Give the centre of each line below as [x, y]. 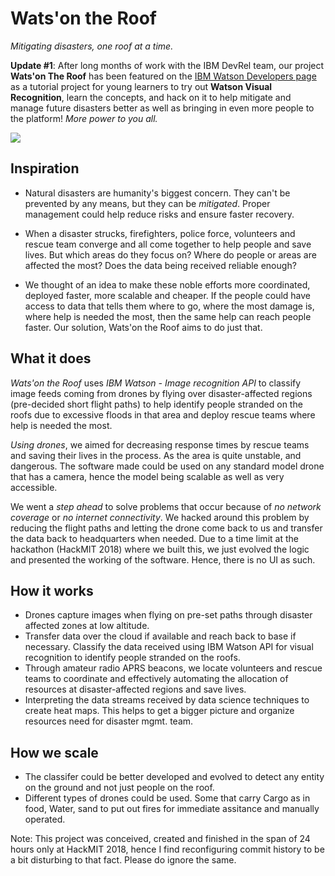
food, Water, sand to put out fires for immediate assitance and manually [172, 809]
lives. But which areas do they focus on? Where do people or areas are [170, 254]
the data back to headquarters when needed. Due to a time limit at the [154, 538]
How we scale [54, 752]
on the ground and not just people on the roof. [119, 788]
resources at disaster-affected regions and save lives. [135, 689]
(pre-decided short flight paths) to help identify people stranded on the [156, 404]
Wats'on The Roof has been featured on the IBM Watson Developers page [163, 76]
